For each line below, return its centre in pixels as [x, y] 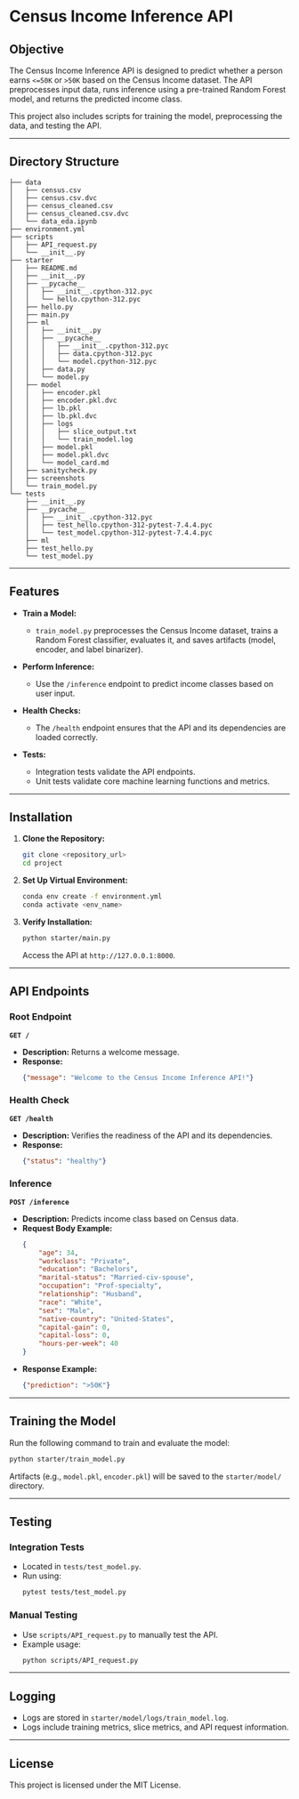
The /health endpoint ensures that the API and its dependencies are [161, 728]
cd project [42, 863]
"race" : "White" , [71, 1302]
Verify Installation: [57, 922]
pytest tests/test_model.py [74, 1593]
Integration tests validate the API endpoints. [115, 771]
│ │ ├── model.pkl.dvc [59, 455]
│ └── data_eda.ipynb [53, 221]
